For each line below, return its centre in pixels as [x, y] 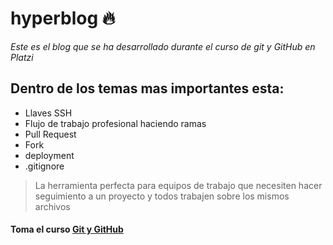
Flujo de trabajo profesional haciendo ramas [115, 123]
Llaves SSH [48, 113]
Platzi [22, 57]
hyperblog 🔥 [63, 18]
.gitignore [44, 166]
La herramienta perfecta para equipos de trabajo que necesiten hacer [178, 185]
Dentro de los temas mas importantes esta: [147, 88]
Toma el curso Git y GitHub [67, 229]
